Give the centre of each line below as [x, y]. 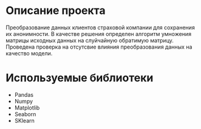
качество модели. [29, 53]
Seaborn [25, 114]
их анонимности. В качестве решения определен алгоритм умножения [99, 33]
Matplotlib [27, 108]
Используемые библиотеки [80, 78]
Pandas [24, 94]
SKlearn [24, 120]
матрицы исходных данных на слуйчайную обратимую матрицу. [90, 40]
